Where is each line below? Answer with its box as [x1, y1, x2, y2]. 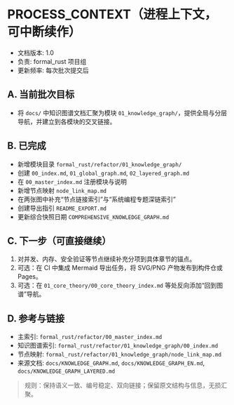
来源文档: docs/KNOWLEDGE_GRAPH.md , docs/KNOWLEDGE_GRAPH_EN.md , [17, 359, 205, 367]
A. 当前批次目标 [7, 88, 75, 100]
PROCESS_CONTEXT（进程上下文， [7, 6, 217, 22]
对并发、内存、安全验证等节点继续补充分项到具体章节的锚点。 [17, 255, 196, 263]
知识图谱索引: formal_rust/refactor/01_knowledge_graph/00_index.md [17, 341, 219, 350]
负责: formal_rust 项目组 [17, 57, 87, 65]
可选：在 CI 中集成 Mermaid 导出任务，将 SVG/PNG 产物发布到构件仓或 [17, 264, 223, 272]
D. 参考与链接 [7, 312, 65, 324]
